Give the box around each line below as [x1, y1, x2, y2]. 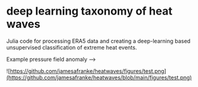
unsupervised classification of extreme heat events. [6, 44, 137, 51]
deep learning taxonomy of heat [6, 4, 173, 18]
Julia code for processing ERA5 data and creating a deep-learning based [6, 37, 191, 44]
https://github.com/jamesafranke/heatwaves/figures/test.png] [10, 67, 167, 74]
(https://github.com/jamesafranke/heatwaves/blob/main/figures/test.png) [6, 74, 192, 81]
